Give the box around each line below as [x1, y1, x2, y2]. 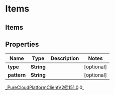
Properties [5, 40, 39, 48]
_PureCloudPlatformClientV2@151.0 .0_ [5, 84, 84, 90]
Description [50, 55, 79, 62]
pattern [8, 71, 26, 78]
